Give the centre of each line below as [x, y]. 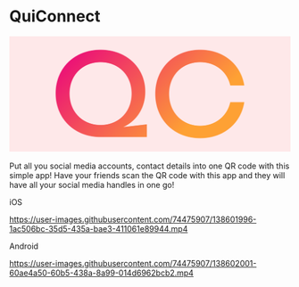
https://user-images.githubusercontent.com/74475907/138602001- [133, 264]
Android [24, 246]
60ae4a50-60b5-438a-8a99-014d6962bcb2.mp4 [102, 273]
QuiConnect [55, 16]
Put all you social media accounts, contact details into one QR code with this [149, 166]
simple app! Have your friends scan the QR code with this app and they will [147, 176]
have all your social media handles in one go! [92, 185]
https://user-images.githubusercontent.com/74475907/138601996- [133, 219]
